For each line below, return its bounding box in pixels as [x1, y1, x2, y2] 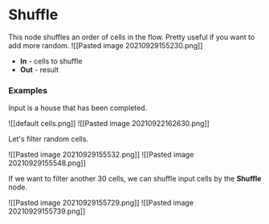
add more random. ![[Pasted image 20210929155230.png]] [8, 40, 203, 50]
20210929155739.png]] [8, 206, 86, 216]
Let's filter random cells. [8, 134, 89, 144]
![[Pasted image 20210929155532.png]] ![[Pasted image [8, 150, 194, 160]
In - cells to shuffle [19, 56, 83, 66]
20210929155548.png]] [8, 158, 87, 168]
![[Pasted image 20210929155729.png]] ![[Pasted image [8, 198, 194, 208]
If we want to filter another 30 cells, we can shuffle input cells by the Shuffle [8, 174, 262, 184]
